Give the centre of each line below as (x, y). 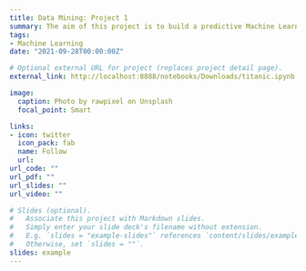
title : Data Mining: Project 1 (69, 18)
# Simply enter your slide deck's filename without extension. (136, 227)
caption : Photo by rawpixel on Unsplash (95, 101)
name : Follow (42, 152)
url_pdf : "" (32, 177)
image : (22, 93)
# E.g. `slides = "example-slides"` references (106, 236)
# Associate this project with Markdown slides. (107, 219)
